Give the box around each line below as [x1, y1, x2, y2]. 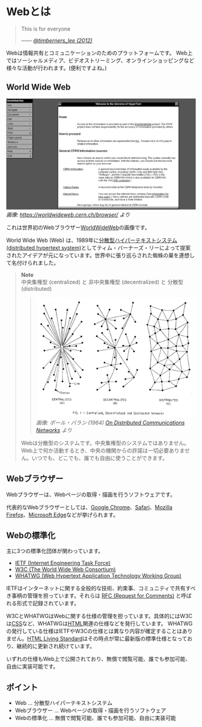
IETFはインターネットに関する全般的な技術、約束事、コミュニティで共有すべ [6, 584, 196, 592]
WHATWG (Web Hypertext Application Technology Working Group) [14, 572, 182, 580]
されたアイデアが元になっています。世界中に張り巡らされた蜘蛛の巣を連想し [6, 252, 195, 259]
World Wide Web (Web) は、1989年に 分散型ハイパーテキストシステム [6, 237, 177, 244]
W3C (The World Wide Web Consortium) [14, 566, 116, 573]
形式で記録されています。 [16, 599, 80, 607]
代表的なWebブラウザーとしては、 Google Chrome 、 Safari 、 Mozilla [6, 503, 173, 511]
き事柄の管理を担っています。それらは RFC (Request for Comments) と [6, 592, 182, 599]
